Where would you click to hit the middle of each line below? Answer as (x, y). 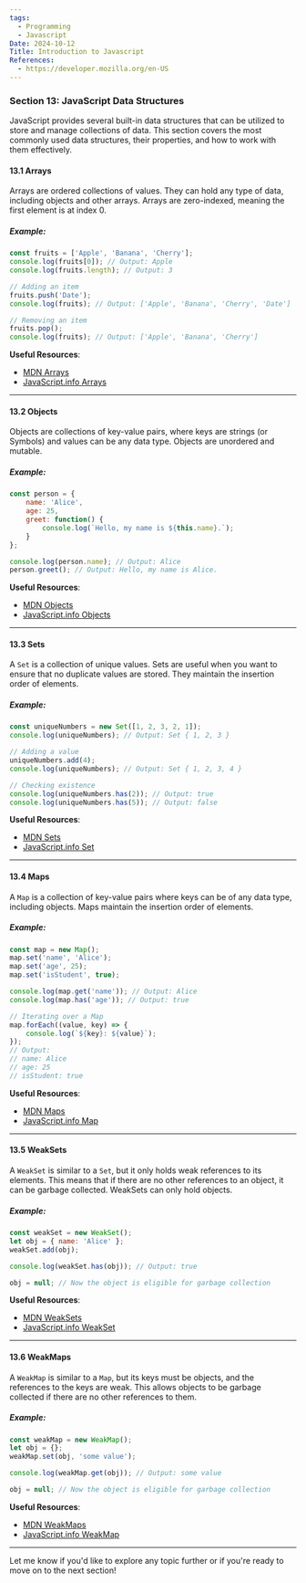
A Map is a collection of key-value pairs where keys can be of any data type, (151, 896)
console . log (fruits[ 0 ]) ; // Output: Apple (91, 262)
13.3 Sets (27, 644)
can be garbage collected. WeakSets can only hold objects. (121, 1190)
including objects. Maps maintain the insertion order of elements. (132, 907)
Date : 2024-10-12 (42, 43)
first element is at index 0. (58, 210)
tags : (20, 18)
